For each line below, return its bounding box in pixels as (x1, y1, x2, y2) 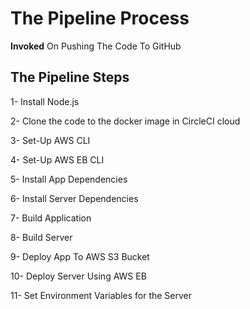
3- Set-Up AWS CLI (10, 134, 91, 146)
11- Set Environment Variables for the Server (10, 289, 193, 301)
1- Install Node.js (10, 95, 80, 107)
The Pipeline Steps (10, 69, 130, 86)
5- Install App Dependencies (10, 173, 128, 185)
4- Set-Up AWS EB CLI (10, 153, 105, 166)
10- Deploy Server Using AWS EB (10, 270, 147, 282)
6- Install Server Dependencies (10, 192, 139, 204)
